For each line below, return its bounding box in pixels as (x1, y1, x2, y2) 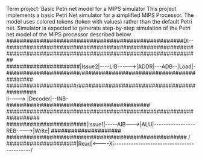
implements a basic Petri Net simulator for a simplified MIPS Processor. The (6, 11, 194, 19)
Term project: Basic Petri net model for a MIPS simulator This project (6, 5, 177, 12)
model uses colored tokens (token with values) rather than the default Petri (6, 18, 192, 25)
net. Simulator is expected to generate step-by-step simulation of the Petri (6, 24, 191, 31)
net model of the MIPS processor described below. (6, 31, 133, 38)
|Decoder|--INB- (27, 95, 69, 102)
